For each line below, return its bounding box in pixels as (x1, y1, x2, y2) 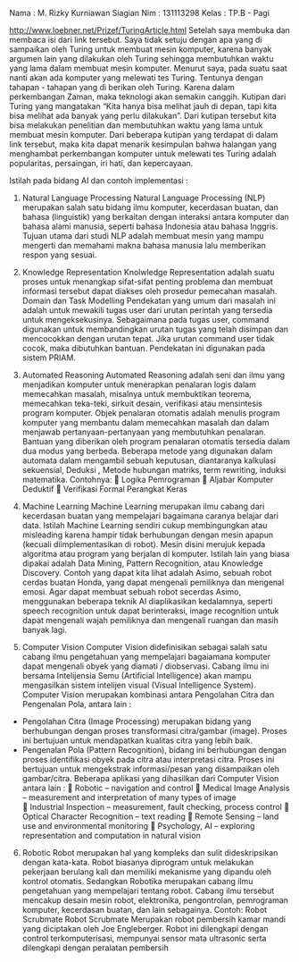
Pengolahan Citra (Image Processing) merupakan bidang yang (21, 716, 252, 727)
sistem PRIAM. (21, 352, 76, 363)
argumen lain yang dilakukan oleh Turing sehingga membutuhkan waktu (9, 54, 274, 63)
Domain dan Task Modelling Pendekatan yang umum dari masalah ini (21, 295, 277, 306)
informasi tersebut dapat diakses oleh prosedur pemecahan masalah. (21, 286, 278, 296)
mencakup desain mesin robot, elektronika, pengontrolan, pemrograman (21, 895, 288, 906)
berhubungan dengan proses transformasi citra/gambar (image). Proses (21, 726, 288, 736)
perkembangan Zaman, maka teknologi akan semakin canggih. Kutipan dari (9, 91, 287, 102)
